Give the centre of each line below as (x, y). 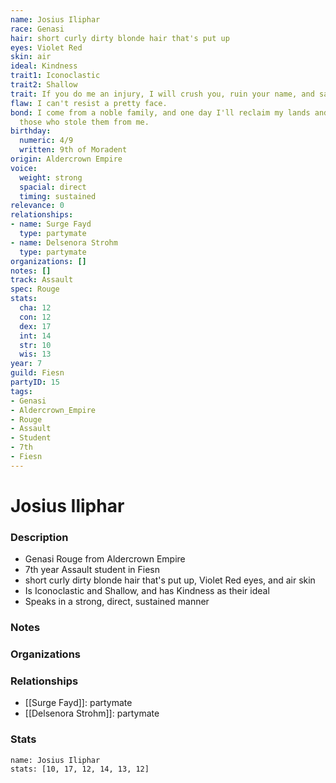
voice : (24, 168)
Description (39, 537)
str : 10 (35, 345)
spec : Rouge (35, 289)
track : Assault (42, 280)
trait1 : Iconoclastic (55, 76)
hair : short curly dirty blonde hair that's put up (120, 38)
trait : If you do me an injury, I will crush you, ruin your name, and (162, 94)
